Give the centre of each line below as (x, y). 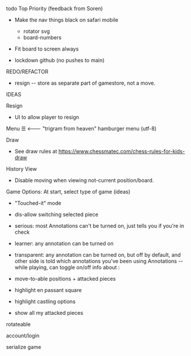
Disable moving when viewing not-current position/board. (84, 180)
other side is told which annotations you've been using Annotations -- (99, 261)
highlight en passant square (48, 290)
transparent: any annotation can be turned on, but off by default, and (98, 255)
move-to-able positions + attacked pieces (65, 279)
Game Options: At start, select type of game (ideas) (68, 192)
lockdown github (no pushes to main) (59, 60)
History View (21, 169)
